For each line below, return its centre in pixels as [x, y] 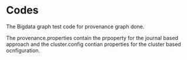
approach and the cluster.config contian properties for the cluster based [93, 44]
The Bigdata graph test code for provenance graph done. [75, 26]
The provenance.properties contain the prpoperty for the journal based [92, 38]
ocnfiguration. [23, 50]
